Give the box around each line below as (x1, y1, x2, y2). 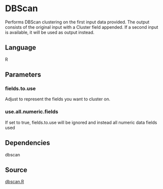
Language (5, 43, 36, 52)
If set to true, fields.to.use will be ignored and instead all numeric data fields (5, 119, 157, 125)
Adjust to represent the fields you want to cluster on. (5, 96, 110, 102)
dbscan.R (5, 179, 24, 185)
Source (5, 166, 28, 174)
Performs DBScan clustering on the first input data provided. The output (5, 19, 150, 25)
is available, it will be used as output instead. (5, 29, 95, 35)
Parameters (5, 71, 41, 79)
